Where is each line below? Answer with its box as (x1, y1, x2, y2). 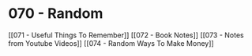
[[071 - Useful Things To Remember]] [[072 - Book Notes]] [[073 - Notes (8, 30, 245, 40)
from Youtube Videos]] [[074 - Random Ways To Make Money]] (8, 38, 215, 47)
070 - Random (8, 5, 103, 23)
